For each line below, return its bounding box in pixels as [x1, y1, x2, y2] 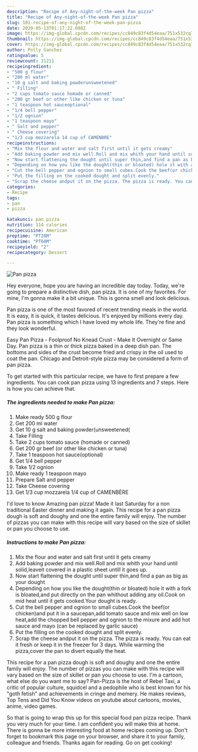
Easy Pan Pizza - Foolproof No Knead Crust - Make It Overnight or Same [6, 337, 183, 344]
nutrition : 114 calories [6, 222, 68, 228]
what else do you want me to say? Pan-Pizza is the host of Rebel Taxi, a [6, 678, 181, 685]
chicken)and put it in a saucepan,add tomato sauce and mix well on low [15, 610, 189, 617]
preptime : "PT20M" [6, 233, 52, 239]
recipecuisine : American [6, 227, 68, 233]
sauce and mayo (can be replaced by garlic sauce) [15, 622, 138, 629]
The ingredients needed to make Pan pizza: [6, 398, 115, 405]
